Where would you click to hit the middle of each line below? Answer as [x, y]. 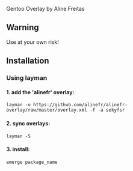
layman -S [19, 136]
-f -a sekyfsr [107, 110]
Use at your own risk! [32, 42]
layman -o [19, 105]
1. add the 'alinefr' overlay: [40, 92]
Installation [28, 61]
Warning [23, 27]
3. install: [18, 149]
